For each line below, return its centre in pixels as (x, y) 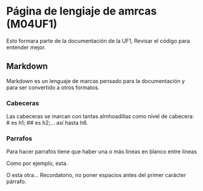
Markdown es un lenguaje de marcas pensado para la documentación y (96, 81)
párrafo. (16, 182)
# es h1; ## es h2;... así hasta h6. (47, 123)
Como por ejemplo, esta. (37, 163)
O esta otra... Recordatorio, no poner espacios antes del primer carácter (96, 175)
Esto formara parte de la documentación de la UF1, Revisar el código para (98, 41)
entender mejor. (26, 47)
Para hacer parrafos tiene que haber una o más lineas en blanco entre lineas (101, 152)
